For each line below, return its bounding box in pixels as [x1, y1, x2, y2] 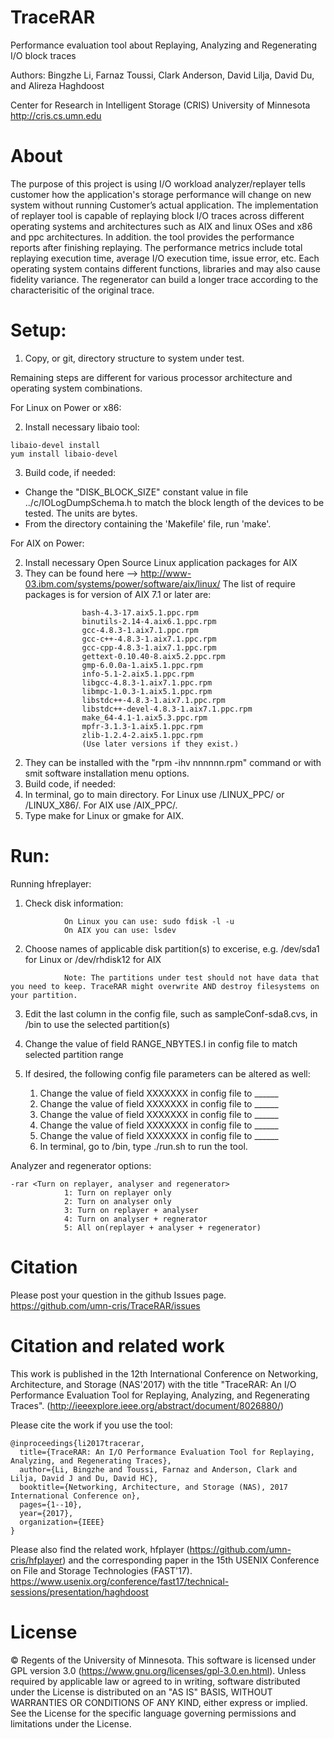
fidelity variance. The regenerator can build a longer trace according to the [10, 273, 319, 285]
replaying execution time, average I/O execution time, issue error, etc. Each [10, 252, 320, 264]
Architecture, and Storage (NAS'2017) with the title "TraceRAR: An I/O [10, 1378, 297, 1390]
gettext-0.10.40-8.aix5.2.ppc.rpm [81, 651, 226, 661]
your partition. [10, 990, 78, 1000]
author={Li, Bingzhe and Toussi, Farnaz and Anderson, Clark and [19, 1464, 298, 1475]
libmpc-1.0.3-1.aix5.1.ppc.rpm [81, 686, 213, 696]
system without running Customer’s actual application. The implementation [10, 199, 319, 211]
